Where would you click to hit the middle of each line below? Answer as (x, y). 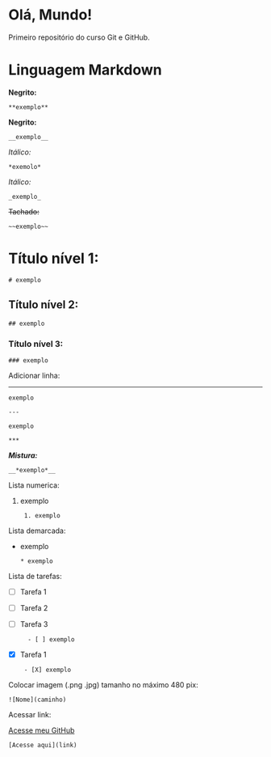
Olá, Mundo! (50, 15)
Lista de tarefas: (35, 576)
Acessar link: (30, 715)
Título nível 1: (54, 258)
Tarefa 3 (34, 624)
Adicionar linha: (34, 375)
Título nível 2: (44, 305)
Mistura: (23, 455)
